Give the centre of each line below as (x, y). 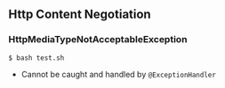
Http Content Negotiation (80, 15)
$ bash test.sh (36, 58)
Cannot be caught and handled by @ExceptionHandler (119, 74)
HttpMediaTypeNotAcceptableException (98, 40)
